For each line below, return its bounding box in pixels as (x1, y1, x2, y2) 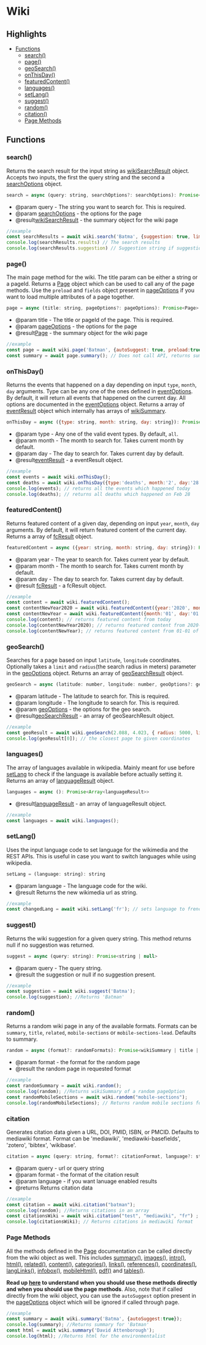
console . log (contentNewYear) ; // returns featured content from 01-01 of (6, 628, 199, 634)
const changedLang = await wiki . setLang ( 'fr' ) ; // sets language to (6, 906, 185, 912)
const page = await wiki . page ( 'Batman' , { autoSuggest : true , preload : (6, 347, 191, 353)
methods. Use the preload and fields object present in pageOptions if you (6, 287, 195, 294)
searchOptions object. (6, 180, 63, 187)
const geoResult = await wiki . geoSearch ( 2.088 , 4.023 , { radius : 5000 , (6, 729, 193, 735)
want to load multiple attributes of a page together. (6, 293, 135, 300)
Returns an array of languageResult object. (6, 777, 115, 784)
